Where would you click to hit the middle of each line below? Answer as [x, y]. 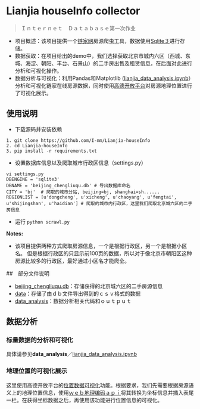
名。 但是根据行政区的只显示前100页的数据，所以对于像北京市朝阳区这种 [103, 253]
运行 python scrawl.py [42, 221]
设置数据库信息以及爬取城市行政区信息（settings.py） [81, 163]
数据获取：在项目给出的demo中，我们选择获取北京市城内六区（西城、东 [103, 55]
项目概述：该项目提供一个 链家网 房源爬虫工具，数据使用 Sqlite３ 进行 [97, 41]
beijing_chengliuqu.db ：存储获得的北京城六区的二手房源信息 [89, 286]
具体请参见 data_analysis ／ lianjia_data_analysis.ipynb [71, 354]
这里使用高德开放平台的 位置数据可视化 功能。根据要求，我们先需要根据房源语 [100, 385]
